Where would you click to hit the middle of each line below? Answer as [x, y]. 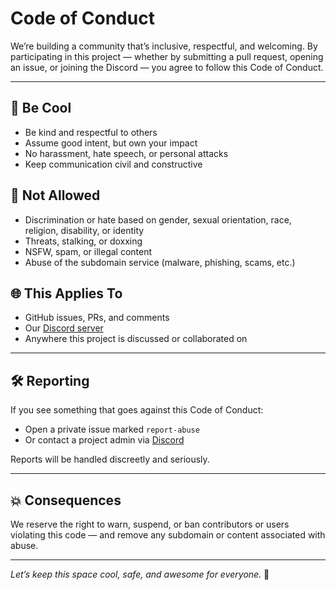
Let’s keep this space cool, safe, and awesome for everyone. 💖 [140, 574]
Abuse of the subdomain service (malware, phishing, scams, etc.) [160, 262]
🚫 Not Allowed [55, 195]
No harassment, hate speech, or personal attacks [126, 153]
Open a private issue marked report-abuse [112, 429]
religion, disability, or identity [84, 230]
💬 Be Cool [41, 108]
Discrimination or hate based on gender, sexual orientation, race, [158, 219]
